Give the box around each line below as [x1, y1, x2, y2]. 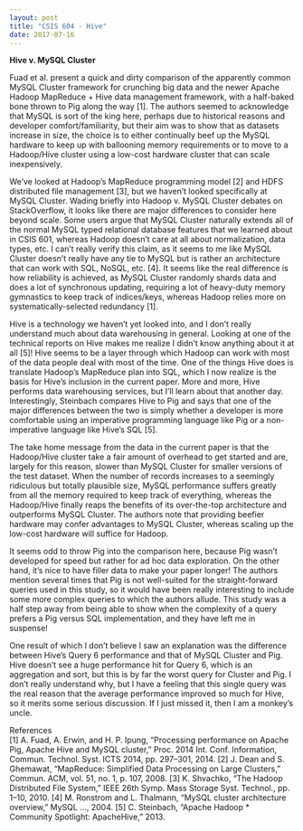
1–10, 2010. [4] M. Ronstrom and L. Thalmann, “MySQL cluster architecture [9, 792, 287, 803]
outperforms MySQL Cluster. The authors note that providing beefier [9, 509, 265, 520]
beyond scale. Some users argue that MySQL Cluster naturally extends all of [9, 214, 294, 226]
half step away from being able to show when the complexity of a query [9, 603, 278, 615]
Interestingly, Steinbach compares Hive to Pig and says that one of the [9, 395, 272, 407]
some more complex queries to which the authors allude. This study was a [9, 594, 287, 605]
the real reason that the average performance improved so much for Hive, [9, 688, 285, 699]
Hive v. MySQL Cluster [9, 55, 97, 66]
